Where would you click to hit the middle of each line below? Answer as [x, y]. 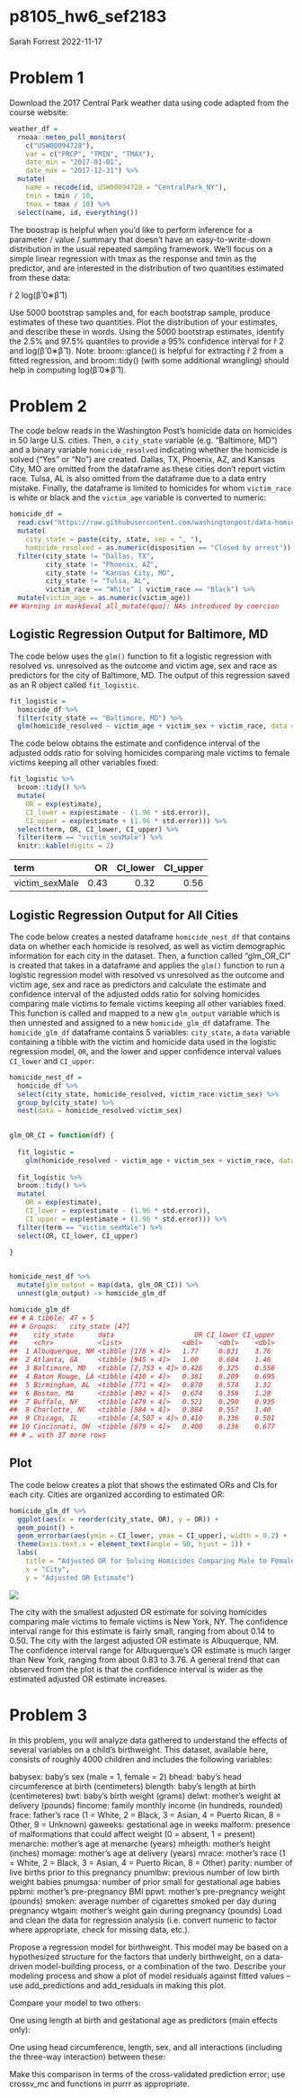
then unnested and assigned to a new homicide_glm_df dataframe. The [140, 1022]
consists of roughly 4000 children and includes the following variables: [141, 1759]
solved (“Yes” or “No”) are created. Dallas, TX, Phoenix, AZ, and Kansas [142, 460]
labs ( [28, 1553]
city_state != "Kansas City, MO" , [110, 573]
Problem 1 [47, 78]
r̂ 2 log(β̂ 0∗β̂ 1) [39, 295]
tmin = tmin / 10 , [60, 195]
